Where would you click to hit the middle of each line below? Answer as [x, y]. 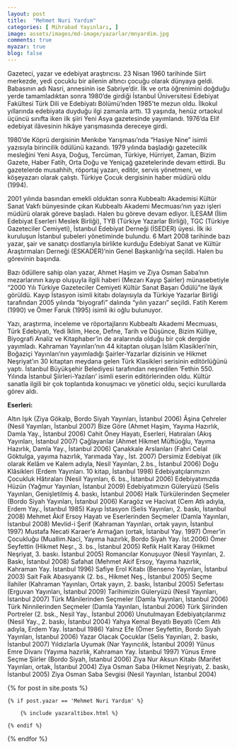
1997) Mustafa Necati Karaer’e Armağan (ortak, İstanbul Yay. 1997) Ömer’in [116, 531]
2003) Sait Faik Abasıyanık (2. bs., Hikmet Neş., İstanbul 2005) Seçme [110, 576]
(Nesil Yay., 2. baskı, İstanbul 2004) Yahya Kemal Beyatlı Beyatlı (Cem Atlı [114, 621]
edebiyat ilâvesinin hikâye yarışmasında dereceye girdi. [88, 126]
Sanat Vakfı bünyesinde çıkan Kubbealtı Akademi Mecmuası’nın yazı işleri [114, 206]
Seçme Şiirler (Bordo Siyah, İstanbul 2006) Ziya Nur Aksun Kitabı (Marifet [114, 659]
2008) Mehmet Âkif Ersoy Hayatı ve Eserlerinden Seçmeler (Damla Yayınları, [118, 516]
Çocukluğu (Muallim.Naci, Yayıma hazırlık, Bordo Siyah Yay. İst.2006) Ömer [117, 539]
